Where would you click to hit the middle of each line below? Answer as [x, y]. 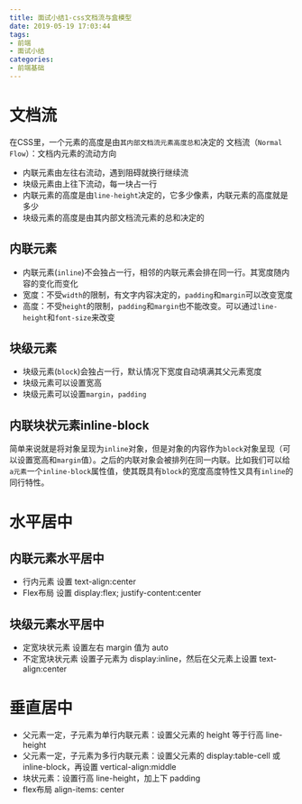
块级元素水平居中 [57, 624]
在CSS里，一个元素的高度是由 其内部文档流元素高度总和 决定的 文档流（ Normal [146, 142]
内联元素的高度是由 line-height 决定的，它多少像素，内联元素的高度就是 [155, 195]
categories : [32, 59]
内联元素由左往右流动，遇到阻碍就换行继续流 [105, 172]
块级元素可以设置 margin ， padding [84, 394]
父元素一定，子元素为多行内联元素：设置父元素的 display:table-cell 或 [151, 755]
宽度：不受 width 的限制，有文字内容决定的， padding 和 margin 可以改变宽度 [157, 295]
